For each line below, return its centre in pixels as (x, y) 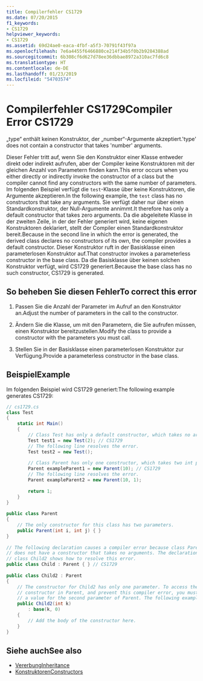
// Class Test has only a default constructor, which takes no (109, 435)
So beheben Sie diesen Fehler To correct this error (101, 292)
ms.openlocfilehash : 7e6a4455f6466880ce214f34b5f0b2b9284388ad (88, 51)
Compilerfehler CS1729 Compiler (89, 109)
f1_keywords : (23, 23)
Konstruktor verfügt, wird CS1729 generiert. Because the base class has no (99, 266)
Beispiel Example (38, 375)
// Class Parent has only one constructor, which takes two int (111, 463)
